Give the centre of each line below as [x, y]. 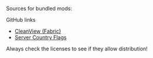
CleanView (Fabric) [38, 31]
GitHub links [21, 20]
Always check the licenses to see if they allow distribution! [77, 49]
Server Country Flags [40, 37]
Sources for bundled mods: [39, 8]
